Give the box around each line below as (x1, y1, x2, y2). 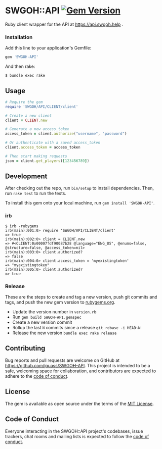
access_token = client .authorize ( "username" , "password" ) (5, 131, 127, 136)
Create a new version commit (12, 319, 73, 325)
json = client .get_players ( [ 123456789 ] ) (5, 158, 90, 163)
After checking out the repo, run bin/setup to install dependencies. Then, (5, 185, 154, 191)
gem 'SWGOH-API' (5, 54, 39, 59)
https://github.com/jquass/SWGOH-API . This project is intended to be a (5, 362, 151, 368)
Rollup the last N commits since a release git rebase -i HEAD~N (12, 325, 141, 331)
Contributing (5, 344, 45, 352)
